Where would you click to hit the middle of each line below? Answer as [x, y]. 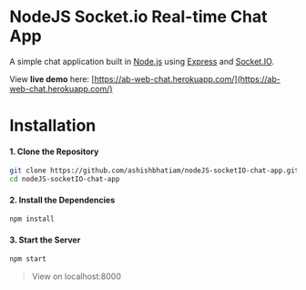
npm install [32, 219]
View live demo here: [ [52, 78]
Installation [53, 126]
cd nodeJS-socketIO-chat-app [65, 180]
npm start [28, 259]
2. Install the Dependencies [62, 200]
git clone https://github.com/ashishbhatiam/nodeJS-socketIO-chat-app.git [154, 171]
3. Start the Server [45, 240]
